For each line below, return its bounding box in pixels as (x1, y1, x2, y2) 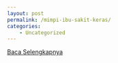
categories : (7, 23, 41, 29)
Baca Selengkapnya (7, 48, 63, 56)
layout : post (7, 10, 44, 17)
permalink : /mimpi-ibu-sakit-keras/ (7, 16, 111, 23)
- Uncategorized (19, 29, 66, 36)
